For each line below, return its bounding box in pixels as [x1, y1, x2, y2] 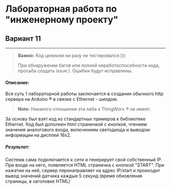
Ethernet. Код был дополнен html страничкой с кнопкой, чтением [5, 121, 147, 127]
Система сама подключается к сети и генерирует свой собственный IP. [5, 156, 162, 163]
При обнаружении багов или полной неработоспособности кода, [17, 62, 160, 68]
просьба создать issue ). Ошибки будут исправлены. [17, 68, 133, 74]
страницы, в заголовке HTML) [5, 178, 71, 184]
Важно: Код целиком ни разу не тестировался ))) [17, 52, 126, 59]
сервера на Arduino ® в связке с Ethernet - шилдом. [5, 96, 118, 102]
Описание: [5, 79, 30, 86]
